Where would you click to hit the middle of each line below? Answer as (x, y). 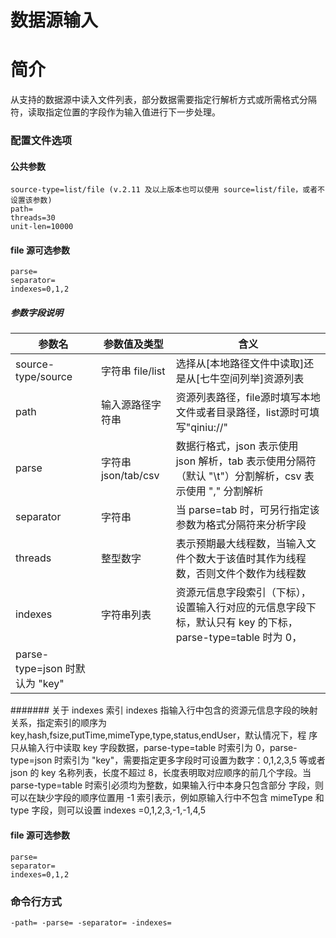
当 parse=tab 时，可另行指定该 (247, 510)
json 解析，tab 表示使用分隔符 (246, 461)
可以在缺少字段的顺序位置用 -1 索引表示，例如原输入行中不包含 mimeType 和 (167, 798)
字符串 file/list (133, 371)
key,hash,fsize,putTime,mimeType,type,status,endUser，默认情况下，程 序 (164, 735)
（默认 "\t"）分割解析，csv (238, 476)
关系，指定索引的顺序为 (58, 723)
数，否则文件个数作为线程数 (241, 574)
